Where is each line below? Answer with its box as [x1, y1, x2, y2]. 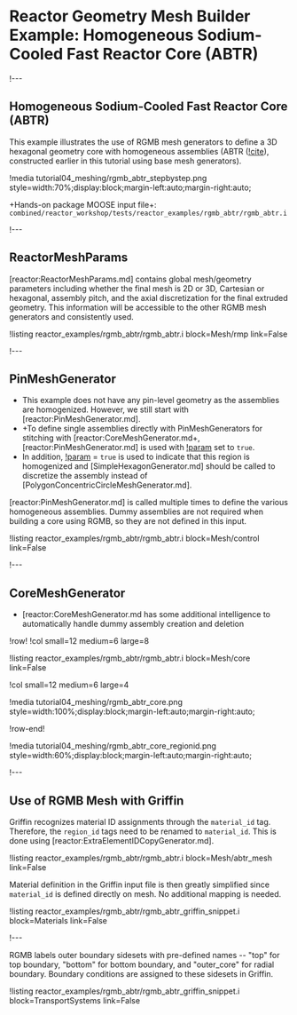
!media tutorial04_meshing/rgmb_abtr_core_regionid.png [9, 741, 217, 751]
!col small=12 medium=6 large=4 [9, 679, 129, 690]
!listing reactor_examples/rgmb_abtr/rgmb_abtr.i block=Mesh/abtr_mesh [9, 852, 273, 863]
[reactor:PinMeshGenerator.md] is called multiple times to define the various [9, 497, 288, 508]
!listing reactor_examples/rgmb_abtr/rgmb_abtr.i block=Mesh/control [9, 533, 260, 543]
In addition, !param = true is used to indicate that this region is [21, 451, 250, 463]
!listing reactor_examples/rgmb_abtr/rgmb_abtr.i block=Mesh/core [9, 653, 251, 663]
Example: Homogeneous [9, 25, 194, 45]
